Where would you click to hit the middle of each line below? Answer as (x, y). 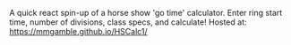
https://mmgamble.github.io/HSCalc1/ (78, 31)
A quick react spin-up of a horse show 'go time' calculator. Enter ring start (146, 13)
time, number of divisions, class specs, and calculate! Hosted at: (128, 22)
